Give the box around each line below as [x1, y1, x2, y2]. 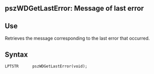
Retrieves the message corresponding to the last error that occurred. [5, 35, 150, 42]
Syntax [5, 50, 28, 59]
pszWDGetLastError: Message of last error [5, 4, 144, 13]
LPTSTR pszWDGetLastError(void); [5, 64, 87, 69]
